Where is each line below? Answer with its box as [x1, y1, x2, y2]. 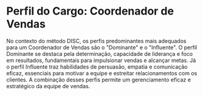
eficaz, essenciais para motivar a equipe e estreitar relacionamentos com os [6, 69, 198, 77]
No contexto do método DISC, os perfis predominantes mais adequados [6, 37, 187, 44]
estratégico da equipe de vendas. [6, 82, 91, 89]
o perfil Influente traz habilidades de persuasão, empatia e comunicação [6, 63, 188, 70]
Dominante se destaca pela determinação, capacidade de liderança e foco [6, 50, 193, 57]
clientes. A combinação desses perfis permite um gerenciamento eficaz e [6, 76, 191, 83]
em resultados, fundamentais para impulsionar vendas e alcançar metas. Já [6, 57, 196, 64]
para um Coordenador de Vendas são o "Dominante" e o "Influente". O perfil [6, 44, 198, 51]
